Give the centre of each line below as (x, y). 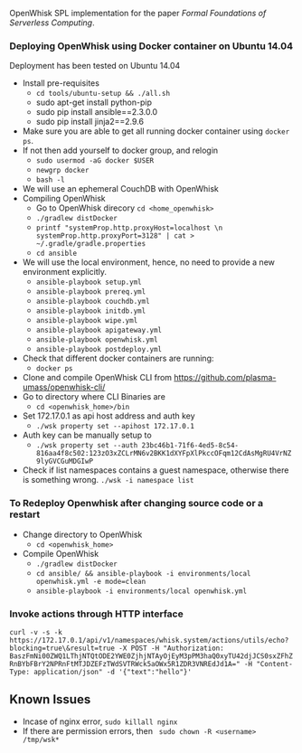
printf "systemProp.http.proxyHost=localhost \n (129, 228)
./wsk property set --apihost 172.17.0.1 (115, 427)
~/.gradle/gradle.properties (91, 244)
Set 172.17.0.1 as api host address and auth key (109, 416)
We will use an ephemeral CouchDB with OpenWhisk (121, 189)
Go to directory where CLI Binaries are (94, 397)
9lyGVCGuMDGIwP (64, 461)
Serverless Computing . (52, 23)
